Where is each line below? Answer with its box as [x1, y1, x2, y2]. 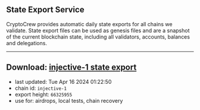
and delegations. [6, 39, 48, 46]
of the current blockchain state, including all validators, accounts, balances [6, 33, 190, 40]
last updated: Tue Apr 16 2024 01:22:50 [14, 78, 112, 85]
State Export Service [6, 5, 85, 15]
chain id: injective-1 [14, 84, 67, 92]
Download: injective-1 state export [6, 62, 137, 73]
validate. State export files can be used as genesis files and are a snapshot [6, 27, 190, 34]
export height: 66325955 [14, 90, 73, 98]
